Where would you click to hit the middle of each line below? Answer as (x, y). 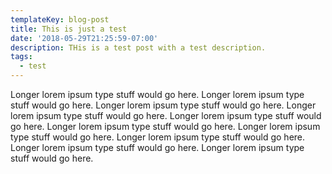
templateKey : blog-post (60, 19)
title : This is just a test (69, 29)
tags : (21, 57)
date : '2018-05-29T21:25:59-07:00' (84, 38)
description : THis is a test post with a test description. (138, 47)
